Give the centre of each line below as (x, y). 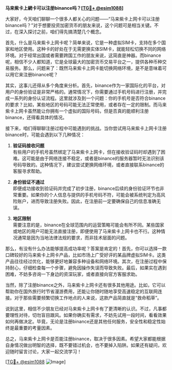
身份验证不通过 (28, 182)
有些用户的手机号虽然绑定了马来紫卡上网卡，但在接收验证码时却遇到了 (87, 152)
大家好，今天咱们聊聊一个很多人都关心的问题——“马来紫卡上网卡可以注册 (83, 19)
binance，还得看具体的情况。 (36, 117)
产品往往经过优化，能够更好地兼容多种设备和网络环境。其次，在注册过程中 (84, 261)
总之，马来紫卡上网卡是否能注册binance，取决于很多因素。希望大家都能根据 (85, 339)
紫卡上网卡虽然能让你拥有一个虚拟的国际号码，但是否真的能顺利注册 (77, 111)
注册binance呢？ (40, 74)
